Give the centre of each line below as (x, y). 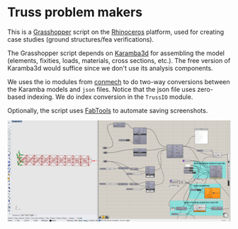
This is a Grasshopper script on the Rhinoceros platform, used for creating (116, 32)
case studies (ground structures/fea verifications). (81, 39)
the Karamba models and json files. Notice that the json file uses (102, 89)
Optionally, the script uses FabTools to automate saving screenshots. (108, 110)
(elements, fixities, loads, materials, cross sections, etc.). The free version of (119, 60)
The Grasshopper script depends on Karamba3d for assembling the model (116, 53)
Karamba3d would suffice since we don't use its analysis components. (110, 68)
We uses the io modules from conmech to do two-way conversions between (119, 81)
